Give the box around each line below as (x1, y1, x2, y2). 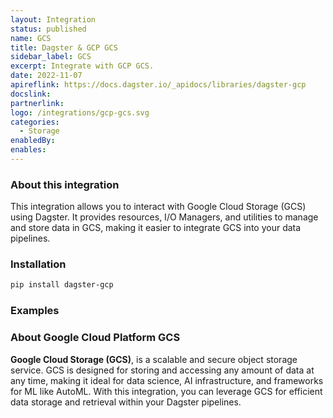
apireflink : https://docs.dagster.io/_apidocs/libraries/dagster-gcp (10, 80, 307, 90)
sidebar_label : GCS (10, 52, 92, 62)
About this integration (10, 177, 120, 191)
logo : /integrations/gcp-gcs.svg (10, 107, 150, 118)
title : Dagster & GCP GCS (10, 42, 118, 53)
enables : (10, 145, 47, 155)
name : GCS (10, 33, 52, 43)
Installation (10, 257, 67, 271)
